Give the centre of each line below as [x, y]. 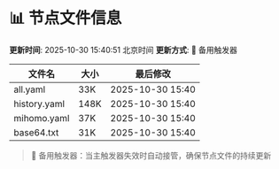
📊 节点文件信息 [66, 18]
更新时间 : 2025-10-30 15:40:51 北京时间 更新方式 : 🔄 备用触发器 [123, 50]
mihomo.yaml [42, 118]
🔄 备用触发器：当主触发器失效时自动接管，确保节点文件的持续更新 [151, 155]
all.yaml [30, 89]
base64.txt [36, 132]
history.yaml [39, 104]
